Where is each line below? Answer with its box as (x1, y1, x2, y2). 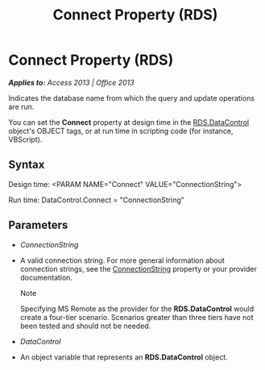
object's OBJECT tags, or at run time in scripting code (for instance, (8, 126, 234, 135)
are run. (8, 102, 35, 111)
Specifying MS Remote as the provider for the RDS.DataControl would (19, 304, 255, 314)
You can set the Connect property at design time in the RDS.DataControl (8, 117, 250, 127)
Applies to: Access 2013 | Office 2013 (8, 77, 135, 87)
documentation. (19, 272, 72, 282)
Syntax (8, 158, 45, 172)
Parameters (8, 218, 68, 232)
